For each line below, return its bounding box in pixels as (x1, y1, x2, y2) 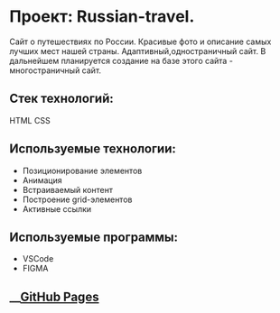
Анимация (22, 174, 63, 186)
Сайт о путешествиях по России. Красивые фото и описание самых (9, 36, 272, 47)
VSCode (22, 253, 54, 264)
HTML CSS (9, 115, 51, 125)
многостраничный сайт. (9, 65, 102, 76)
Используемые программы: (9, 229, 179, 244)
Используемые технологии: (9, 142, 176, 157)
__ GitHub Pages (9, 289, 99, 304)
